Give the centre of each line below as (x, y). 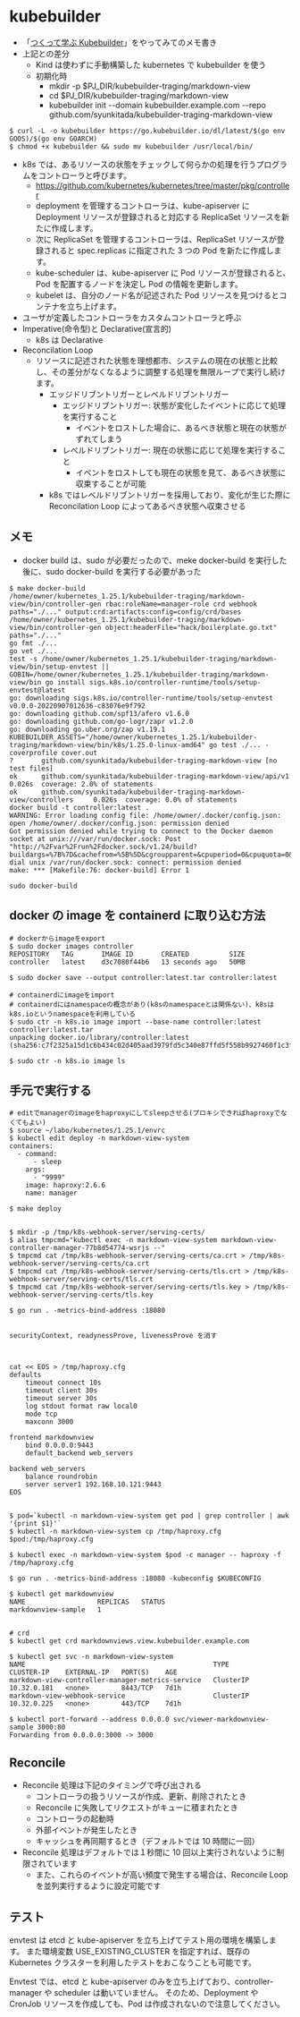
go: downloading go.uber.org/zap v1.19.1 (87, 729)
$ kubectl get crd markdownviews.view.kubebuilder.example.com (129, 1641)
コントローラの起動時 (75, 1819)
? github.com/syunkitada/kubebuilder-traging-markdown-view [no (143, 761)
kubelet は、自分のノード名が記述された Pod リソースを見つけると (157, 295)
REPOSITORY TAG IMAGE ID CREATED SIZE (127, 954)
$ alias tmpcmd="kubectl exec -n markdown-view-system (113, 1240)
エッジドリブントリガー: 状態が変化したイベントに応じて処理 (174, 405)
